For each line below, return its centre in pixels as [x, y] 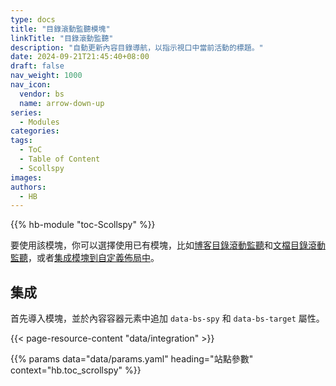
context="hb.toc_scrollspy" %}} [76, 370]
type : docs [33, 19]
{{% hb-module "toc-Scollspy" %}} [83, 225]
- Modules [39, 122]
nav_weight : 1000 [46, 76]
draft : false [37, 66]
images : [26, 177]
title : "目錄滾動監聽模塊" [60, 29]
